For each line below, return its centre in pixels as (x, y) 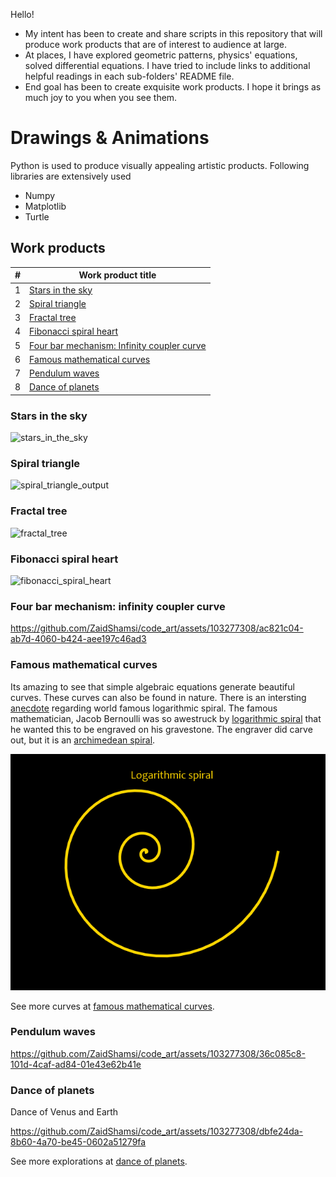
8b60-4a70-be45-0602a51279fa (78, 1142)
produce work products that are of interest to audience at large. (156, 44)
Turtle (37, 216)
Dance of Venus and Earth (64, 1112)
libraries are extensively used (71, 176)
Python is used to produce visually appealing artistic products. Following (160, 165)
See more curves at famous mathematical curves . (112, 1006)
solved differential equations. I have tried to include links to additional (167, 65)
